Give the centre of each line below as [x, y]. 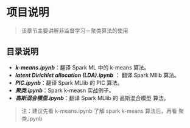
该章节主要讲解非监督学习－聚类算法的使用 [75, 30]
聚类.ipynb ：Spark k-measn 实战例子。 [65, 90]
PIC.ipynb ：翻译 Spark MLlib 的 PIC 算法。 [69, 82]
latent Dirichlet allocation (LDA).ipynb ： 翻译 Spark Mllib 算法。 [97, 75]
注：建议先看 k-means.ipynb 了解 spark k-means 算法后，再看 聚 [103, 111]
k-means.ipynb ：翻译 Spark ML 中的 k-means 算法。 [82, 67]
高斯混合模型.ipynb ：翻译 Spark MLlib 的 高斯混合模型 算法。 [92, 98]
